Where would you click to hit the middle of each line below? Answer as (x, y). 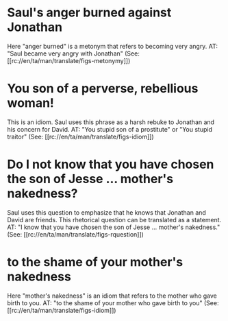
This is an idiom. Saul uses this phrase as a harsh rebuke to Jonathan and (111, 122)
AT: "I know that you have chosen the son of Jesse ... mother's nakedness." (114, 227)
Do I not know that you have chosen (111, 164)
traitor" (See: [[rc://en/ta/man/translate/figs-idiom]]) (80, 136)
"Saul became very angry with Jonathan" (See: (74, 53)
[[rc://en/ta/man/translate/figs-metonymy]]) (69, 60)
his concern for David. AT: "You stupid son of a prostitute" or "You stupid (110, 129)
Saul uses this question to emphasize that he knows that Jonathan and (107, 212)
